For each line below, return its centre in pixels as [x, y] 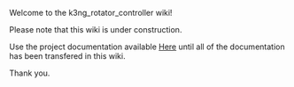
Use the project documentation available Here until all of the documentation [147, 47]
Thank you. [30, 73]
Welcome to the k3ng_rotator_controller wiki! [91, 13]
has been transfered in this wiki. [67, 56]
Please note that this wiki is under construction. [96, 29]
